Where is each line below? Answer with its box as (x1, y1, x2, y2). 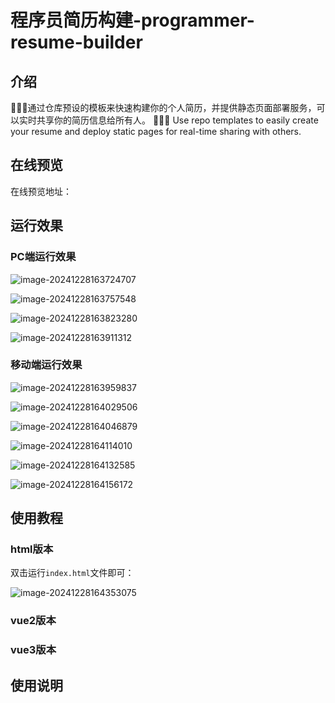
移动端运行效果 (10, 358, 83, 372)
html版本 (10, 542, 54, 556)
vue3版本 (10, 643, 57, 657)
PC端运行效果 (10, 250, 77, 264)
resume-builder (10, 31, 143, 54)
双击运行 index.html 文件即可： (10, 567, 135, 579)
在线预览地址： (10, 185, 72, 197)
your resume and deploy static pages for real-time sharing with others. (10, 126, 302, 137)
